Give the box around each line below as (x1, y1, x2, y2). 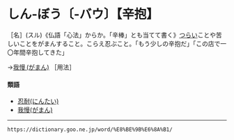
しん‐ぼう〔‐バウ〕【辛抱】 (7, 6, 159, 22)
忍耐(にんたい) (17, 97, 59, 105)
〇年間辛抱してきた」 (7, 48, 68, 56)
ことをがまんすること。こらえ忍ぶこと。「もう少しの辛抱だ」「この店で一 (19, 39, 227, 47)
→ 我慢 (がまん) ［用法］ (7, 63, 76, 71)
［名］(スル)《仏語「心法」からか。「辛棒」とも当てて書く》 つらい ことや (7, 31, 216, 39)
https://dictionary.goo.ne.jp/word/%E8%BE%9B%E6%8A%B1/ (7, 126, 173, 133)
